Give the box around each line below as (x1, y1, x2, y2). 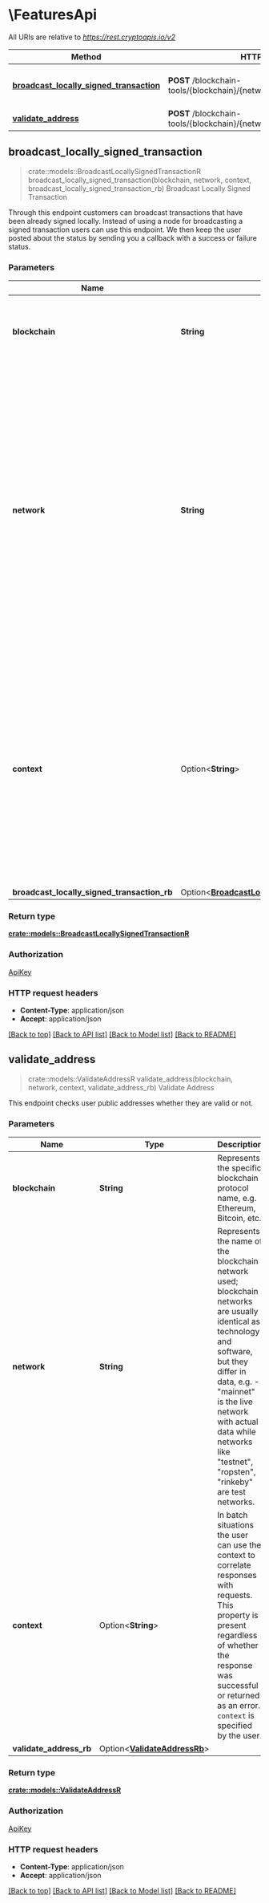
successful (217, 1680, 259, 1691)
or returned (217, 1690, 260, 1702)
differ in (217, 1366, 247, 1378)
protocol (217, 1183, 249, 1194)
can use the (217, 1540, 262, 1551)
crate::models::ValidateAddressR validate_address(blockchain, (27, 1073, 234, 1084)
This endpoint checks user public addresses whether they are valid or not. (8, 1098, 254, 1108)
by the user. (217, 1731, 263, 1742)
